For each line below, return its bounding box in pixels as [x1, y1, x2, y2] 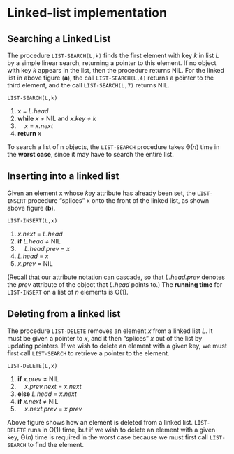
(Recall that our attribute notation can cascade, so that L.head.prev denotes [7, 273, 226, 281]
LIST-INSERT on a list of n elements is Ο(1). [7, 288, 129, 296]
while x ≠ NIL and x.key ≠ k [17, 114, 96, 122]
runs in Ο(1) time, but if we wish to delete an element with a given [27, 425, 216, 434]
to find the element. [27, 440, 85, 448]
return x [17, 129, 42, 137]
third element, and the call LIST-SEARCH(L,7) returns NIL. [7, 81, 170, 89]
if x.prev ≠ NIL [17, 374, 59, 383]
